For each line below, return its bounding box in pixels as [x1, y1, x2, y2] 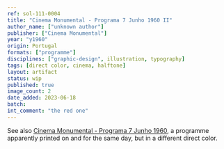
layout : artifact [7, 68, 58, 75]
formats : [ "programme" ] [7, 49, 77, 56]
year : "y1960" [7, 36, 49, 43]
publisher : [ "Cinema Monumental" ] [7, 29, 108, 37]
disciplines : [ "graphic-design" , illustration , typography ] [7, 56, 186, 63]
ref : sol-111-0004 [7, 10, 61, 17]
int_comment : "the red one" [7, 107, 89, 114]
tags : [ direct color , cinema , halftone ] [7, 62, 127, 69]
